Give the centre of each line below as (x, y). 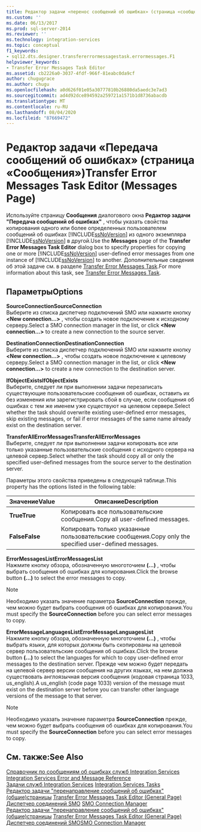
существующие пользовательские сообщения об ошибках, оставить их (98, 393)
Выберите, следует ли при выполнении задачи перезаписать (84, 387)
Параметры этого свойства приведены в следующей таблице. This (91, 480)
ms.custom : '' (24, 17)
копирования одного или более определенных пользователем (86, 228)
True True (22, 515)
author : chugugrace (31, 79)
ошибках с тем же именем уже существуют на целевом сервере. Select (98, 406)
